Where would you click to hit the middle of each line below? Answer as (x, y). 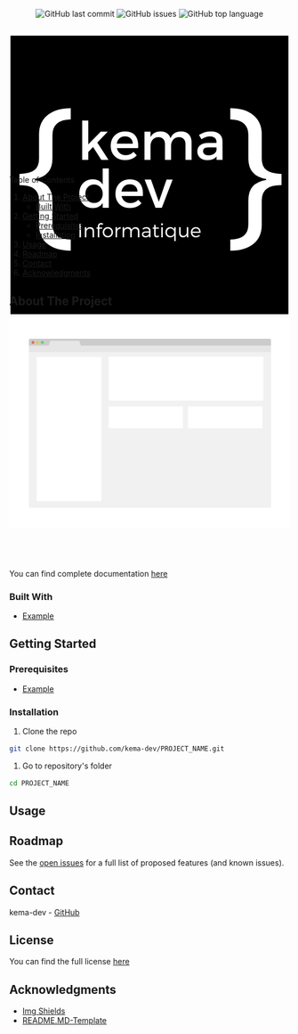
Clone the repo (49, 731)
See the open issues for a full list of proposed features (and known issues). (147, 862)
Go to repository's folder (67, 766)
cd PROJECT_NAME (39, 783)
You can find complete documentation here (89, 573)
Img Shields (44, 1011)
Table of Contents (42, 180)
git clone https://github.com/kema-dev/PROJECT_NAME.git (117, 749)
